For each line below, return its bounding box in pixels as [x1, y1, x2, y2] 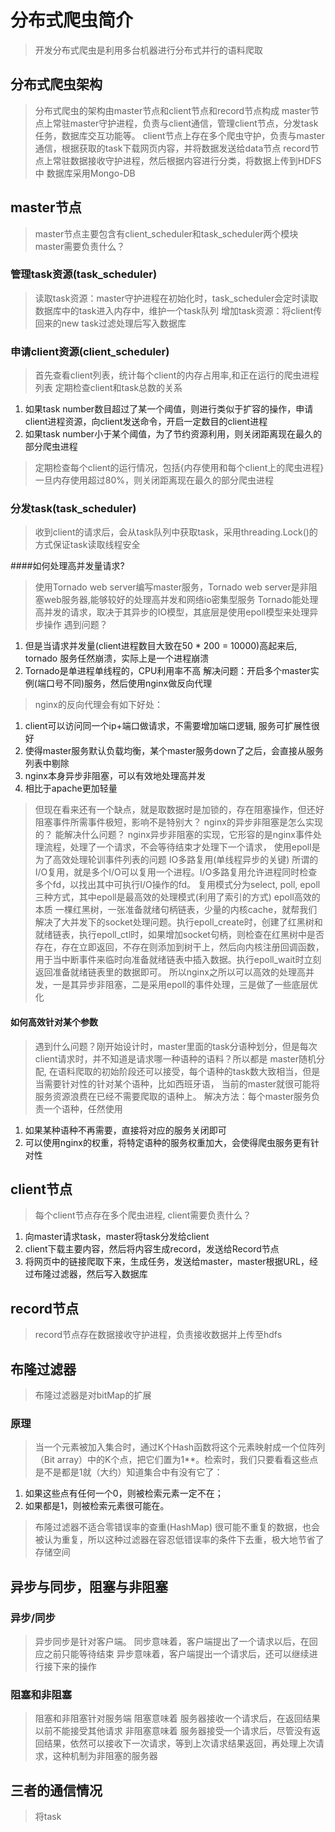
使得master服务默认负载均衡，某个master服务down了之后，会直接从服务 [24, 745, 325, 757]
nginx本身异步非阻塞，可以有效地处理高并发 [24, 770, 206, 782]
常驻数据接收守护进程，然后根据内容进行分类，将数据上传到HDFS [52, 154, 322, 166]
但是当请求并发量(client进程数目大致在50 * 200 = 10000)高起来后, [24, 640, 298, 652]
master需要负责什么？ [34, 240, 126, 252]
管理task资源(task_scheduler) [10, 267, 158, 281]
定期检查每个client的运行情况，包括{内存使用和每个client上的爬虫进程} [34, 462, 325, 474]
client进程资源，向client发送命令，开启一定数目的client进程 [24, 416, 268, 428]
